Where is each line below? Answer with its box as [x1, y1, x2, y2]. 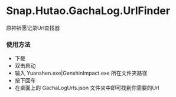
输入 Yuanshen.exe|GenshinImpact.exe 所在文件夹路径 [14, 69, 148, 77]
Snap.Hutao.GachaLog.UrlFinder [6, 4, 170, 18]
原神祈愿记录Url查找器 [6, 24, 60, 31]
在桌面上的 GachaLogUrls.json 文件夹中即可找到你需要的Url [14, 84, 159, 92]
